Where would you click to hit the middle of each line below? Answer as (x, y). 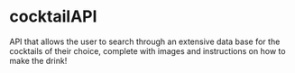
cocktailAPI (53, 17)
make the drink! (38, 60)
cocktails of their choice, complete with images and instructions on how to (147, 50)
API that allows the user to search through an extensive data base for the (145, 41)
